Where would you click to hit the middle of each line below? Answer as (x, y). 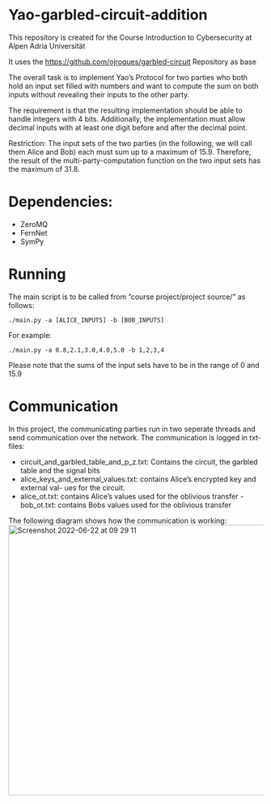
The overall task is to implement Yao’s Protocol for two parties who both (128, 77)
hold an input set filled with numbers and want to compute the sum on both (133, 86)
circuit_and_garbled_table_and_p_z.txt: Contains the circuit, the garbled (139, 462)
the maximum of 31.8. (44, 169)
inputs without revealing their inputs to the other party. (99, 94)
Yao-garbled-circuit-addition (108, 15)
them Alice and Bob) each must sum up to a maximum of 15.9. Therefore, (130, 152)
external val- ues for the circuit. (72, 487)
